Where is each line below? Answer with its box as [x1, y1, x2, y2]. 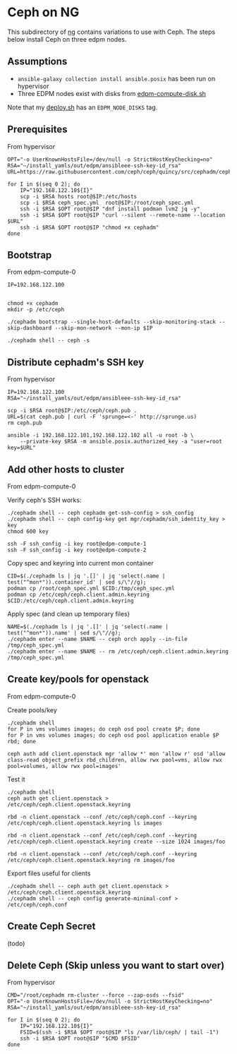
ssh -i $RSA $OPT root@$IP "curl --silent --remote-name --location [20, 211, 226, 219]
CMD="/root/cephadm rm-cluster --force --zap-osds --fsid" [7, 992, 185, 999]
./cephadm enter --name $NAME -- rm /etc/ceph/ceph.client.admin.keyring [7, 648, 229, 655]
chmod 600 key [7, 528, 49, 535]
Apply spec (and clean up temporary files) [7, 610, 130, 618]
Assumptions [7, 56, 68, 68]
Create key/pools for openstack [7, 673, 150, 685]
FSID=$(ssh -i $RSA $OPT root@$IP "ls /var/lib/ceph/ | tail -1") [20, 1029, 219, 1036]
